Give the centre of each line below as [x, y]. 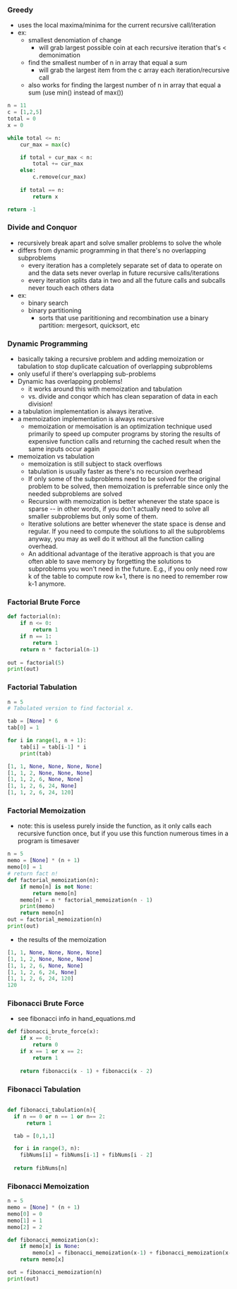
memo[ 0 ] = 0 [25, 1214]
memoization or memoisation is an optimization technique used [120, 426]
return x [45, 196]
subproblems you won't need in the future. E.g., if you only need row [128, 569]
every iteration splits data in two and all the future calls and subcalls [127, 280]
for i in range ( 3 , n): [47, 1149]
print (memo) [37, 907]
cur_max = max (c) [45, 145]
